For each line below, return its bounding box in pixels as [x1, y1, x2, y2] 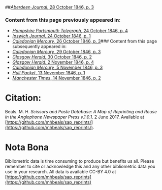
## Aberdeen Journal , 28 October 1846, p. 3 [5, 4, 94, 10]
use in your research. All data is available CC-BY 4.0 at [5, 169, 116, 175]
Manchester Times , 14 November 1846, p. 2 [12, 75, 101, 81]
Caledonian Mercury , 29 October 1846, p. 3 [12, 49, 101, 55]
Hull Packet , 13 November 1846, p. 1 [12, 70, 85, 76]
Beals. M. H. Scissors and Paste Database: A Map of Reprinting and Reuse [5, 109, 157, 115]
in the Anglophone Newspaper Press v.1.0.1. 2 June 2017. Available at [5, 114, 144, 120]
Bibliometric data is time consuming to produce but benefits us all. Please [5, 158, 154, 164]
